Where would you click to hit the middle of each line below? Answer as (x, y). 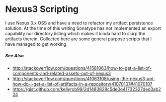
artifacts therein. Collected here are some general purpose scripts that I (79, 39)
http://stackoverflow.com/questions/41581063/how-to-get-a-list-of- (82, 68)
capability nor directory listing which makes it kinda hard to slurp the (75, 33)
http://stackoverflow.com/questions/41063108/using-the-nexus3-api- (84, 79)
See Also (14, 55)
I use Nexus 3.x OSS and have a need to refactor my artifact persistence (79, 23)
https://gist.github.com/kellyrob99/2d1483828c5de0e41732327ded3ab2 (87, 89)
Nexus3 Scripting (42, 9)
